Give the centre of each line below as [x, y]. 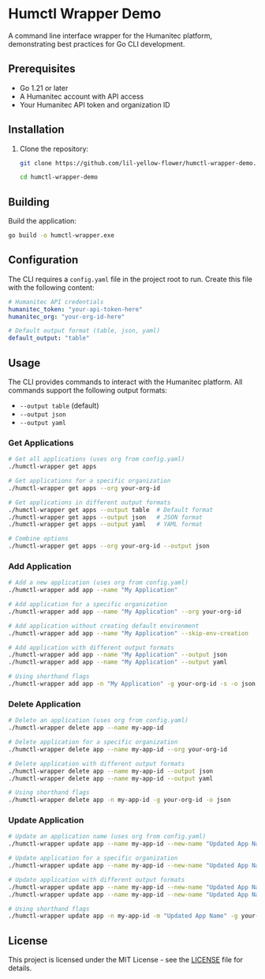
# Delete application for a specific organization [93, 742]
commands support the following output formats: [88, 390]
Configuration [43, 260]
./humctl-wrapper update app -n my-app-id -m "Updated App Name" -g [123, 916]
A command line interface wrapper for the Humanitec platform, [110, 36]
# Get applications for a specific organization [90, 481]
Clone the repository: [54, 149]
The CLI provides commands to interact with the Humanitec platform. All [125, 382]
